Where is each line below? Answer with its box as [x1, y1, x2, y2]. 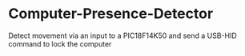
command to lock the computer [8, 39, 112, 48]
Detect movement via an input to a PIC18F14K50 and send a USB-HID [8, 31, 238, 40]
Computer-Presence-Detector [8, 5, 214, 23]
